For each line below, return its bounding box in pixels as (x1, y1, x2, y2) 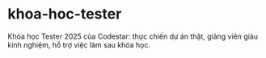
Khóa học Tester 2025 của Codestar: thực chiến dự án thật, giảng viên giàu (7, 31, 259, 41)
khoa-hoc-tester (7, 5, 122, 23)
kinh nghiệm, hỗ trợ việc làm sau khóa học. (7, 39, 151, 49)
